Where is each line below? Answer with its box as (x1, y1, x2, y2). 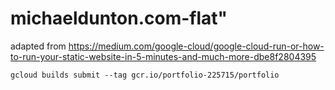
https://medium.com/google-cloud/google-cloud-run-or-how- (68, 40, 325, 52)
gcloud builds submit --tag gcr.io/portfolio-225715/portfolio (10, 70, 280, 80)
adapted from (10, 40, 67, 52)
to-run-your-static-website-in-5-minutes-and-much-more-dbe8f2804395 (10, 50, 317, 62)
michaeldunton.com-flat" (10, 7, 228, 30)
